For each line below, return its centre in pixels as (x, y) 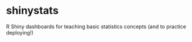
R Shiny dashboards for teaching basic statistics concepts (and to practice (96, 26)
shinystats (32, 11)
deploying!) (20, 32)
